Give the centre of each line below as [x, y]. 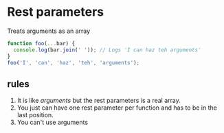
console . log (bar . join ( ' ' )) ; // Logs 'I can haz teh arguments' [107, 50]
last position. [35, 115]
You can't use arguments [52, 122]
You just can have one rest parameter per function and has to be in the [117, 108]
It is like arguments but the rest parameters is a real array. [99, 101]
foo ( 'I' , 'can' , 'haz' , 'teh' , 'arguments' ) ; [73, 62]
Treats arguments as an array [49, 31]
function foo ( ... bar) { [41, 43]
